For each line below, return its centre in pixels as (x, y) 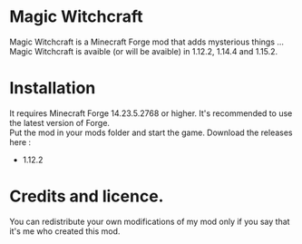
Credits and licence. (87, 196)
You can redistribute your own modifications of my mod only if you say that (150, 221)
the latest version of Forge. (60, 122)
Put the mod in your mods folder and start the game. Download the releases (151, 132)
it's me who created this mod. (65, 231)
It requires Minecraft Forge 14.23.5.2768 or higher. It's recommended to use (151, 113)
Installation (53, 88)
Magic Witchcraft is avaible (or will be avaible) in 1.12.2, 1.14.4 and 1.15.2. (144, 51)
